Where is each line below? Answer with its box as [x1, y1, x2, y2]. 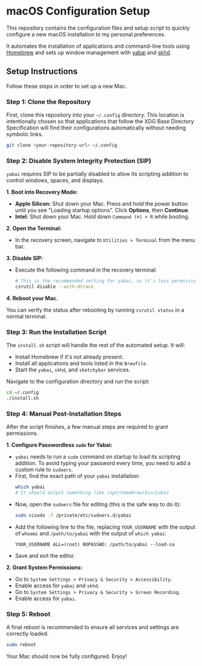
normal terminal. [6, 313, 47, 320]
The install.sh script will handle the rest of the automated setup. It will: [6, 342, 186, 349]
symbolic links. [6, 131, 43, 138]
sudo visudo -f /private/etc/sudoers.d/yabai [14, 512, 131, 518]
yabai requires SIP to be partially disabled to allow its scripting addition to [6, 171, 189, 178]
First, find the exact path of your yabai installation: [14, 472, 140, 480]
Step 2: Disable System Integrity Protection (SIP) [6, 156, 152, 165]
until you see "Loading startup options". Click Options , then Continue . [14, 207, 190, 214]
